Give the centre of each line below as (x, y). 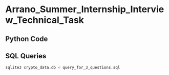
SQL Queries (26, 56)
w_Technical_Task (45, 20)
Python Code (27, 39)
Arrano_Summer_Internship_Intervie (85, 9)
